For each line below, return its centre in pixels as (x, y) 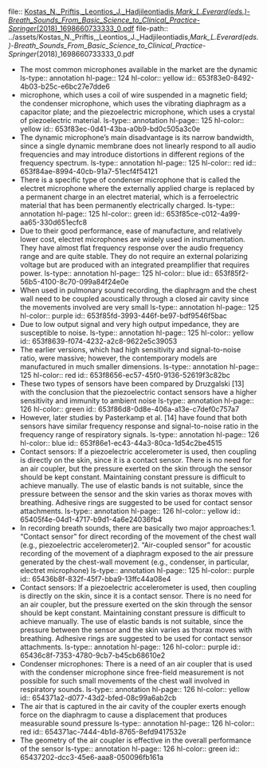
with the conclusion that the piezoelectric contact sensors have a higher (138, 392)
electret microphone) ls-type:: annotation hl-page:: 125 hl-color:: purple (137, 570)
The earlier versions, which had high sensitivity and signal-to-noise (130, 350)
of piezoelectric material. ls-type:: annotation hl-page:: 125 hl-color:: (132, 120)
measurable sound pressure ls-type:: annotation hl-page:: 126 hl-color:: (137, 723)
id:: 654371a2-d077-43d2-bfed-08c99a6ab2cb (98, 698)
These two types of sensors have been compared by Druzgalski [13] (132, 384)
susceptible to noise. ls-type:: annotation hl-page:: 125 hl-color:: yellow (137, 332)
